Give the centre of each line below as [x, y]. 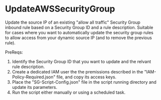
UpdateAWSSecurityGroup [60, 9]
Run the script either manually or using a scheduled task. [69, 92]
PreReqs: [14, 52]
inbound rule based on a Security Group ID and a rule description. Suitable [79, 27]
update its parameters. [35, 87]
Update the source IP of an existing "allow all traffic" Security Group [73, 22]
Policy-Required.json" [34, 77]
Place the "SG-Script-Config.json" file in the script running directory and [84, 82]
